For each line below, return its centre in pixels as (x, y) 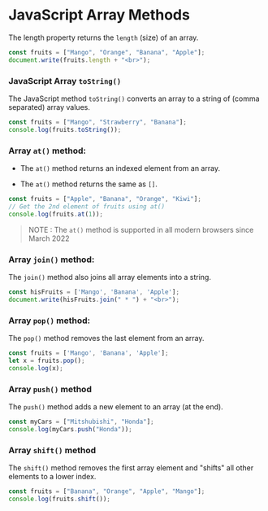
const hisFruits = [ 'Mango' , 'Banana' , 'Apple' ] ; (94, 292)
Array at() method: (48, 151)
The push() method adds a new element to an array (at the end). (116, 406)
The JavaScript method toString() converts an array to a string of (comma (134, 98)
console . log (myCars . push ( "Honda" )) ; (70, 429)
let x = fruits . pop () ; (47, 360)
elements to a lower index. (52, 476)
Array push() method (50, 389)
